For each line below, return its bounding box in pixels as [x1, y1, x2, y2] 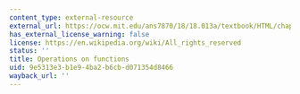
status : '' [9, 47, 50, 56]
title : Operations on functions [9, 55, 129, 64]
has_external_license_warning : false [9, 30, 150, 38]
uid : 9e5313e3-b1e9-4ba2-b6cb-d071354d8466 [9, 64, 174, 73]
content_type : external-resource [9, 13, 134, 22]
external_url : [9, 21, 62, 30]
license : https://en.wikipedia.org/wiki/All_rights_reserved [9, 38, 242, 47]
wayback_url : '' [9, 72, 70, 81]
